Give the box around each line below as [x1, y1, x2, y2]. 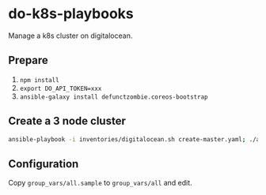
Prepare [8, 54, 49, 67]
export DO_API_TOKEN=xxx [19, 84, 102, 92]
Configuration [8, 157, 79, 171]
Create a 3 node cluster [8, 114, 127, 128]
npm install [19, 76, 59, 84]
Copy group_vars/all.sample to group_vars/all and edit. [8, 178, 192, 188]
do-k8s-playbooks [8, 5, 135, 23]
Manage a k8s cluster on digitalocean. [8, 31, 133, 40]
